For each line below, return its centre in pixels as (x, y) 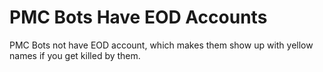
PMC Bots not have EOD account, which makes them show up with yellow (161, 45)
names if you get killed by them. (75, 55)
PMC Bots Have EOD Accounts (138, 17)
